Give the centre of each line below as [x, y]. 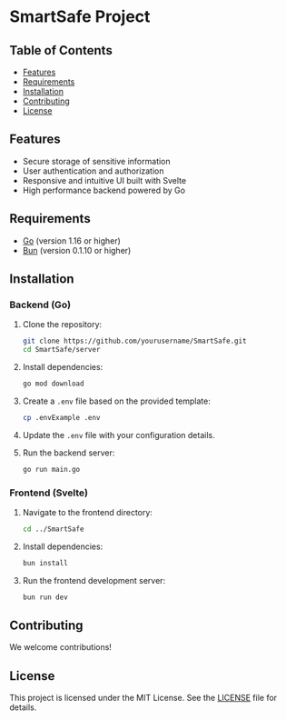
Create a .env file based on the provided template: [116, 401]
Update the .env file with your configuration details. [118, 435]
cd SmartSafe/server [61, 350]
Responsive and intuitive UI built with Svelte [104, 180]
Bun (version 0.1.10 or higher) [77, 250]
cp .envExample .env [61, 417]
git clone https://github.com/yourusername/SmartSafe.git [134, 341]
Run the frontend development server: [94, 580]
